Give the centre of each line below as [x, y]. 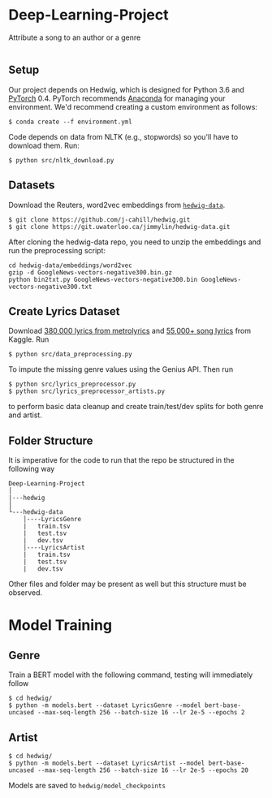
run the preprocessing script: [57, 250]
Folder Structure [51, 440]
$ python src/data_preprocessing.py [70, 355]
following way [32, 469]
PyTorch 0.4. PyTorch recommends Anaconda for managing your [117, 98]
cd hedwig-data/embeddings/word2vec [70, 265]
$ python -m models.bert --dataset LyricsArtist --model [107, 763]
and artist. [25, 415]
